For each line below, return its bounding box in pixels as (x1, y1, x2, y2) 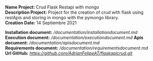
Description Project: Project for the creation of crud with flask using (5, 9, 144, 15)
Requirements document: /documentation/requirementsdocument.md (5, 45, 149, 51)
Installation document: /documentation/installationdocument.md (5, 30, 138, 35)
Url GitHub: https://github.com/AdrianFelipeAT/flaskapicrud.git (5, 50, 133, 56)
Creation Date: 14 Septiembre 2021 (5, 20, 77, 26)
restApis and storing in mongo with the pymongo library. (5, 15, 119, 20)
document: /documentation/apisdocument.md (5, 40, 100, 46)
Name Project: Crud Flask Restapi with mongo (5, 4, 99, 10)
